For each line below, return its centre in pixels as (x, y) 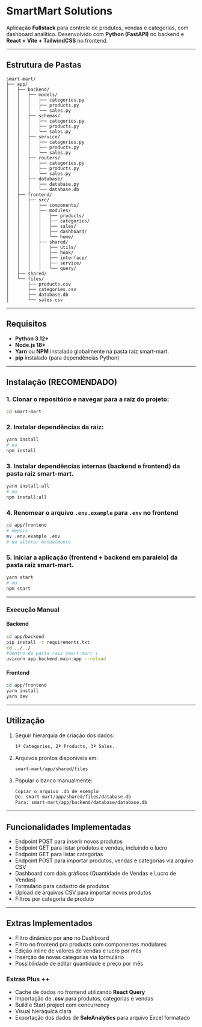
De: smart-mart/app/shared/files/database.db (73, 797)
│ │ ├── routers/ (33, 158)
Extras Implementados (50, 923)
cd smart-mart (24, 412)
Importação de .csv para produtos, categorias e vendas (84, 999)
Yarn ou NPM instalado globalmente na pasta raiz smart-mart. (92, 351)
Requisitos (26, 324)
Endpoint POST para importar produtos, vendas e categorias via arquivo (104, 860)
